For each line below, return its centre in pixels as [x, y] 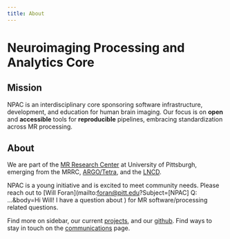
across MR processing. [40, 126]
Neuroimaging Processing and [96, 47]
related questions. [33, 207]
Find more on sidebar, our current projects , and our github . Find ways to [110, 221]
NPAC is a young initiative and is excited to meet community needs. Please [113, 185]
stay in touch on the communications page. [69, 228]
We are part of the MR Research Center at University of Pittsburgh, [102, 165]
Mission [25, 88]
